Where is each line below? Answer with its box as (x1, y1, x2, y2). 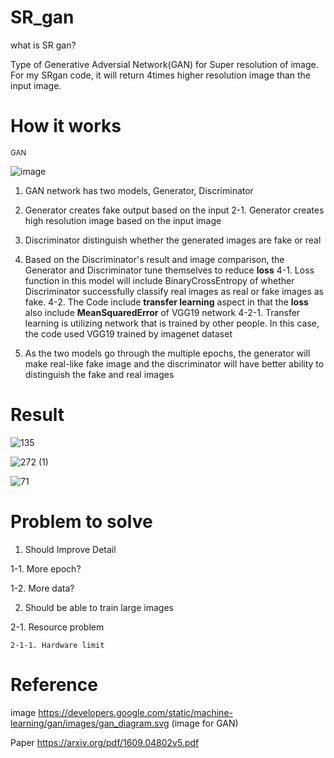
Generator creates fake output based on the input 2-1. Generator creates (24, 204, 325, 216)
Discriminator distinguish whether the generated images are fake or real (24, 234, 322, 246)
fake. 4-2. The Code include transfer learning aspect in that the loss (24, 296, 309, 308)
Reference (10, 673, 98, 696)
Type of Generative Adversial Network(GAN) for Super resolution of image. (10, 58, 319, 70)
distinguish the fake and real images (24, 368, 175, 380)
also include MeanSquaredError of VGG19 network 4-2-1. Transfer (24, 306, 301, 318)
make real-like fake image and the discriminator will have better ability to (24, 357, 325, 370)
